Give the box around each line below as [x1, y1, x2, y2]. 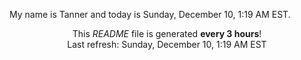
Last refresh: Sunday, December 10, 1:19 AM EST [67, 39, 267, 50]
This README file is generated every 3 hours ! [72, 28, 262, 39]
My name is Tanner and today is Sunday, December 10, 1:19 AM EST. [9, 9, 291, 20]
